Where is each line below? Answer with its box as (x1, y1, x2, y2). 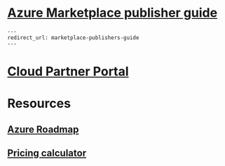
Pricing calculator (7, 147, 86, 159)
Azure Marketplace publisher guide (7, 5, 218, 21)
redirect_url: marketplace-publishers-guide (7, 34, 139, 41)
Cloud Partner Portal (7, 64, 129, 80)
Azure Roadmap (7, 123, 79, 135)
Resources (7, 96, 71, 111)
